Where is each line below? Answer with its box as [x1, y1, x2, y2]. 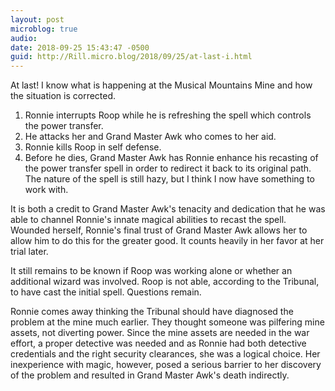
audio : [10, 33, 38, 43]
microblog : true [10, 24, 78, 34]
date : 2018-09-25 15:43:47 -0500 [10, 42, 150, 53]
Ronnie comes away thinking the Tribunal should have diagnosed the [10, 306, 294, 318]
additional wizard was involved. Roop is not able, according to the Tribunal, [10, 276, 320, 288]
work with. [24, 184, 69, 196]
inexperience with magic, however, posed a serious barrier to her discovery [10, 359, 322, 371]
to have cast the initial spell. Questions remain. [10, 286, 202, 298]
